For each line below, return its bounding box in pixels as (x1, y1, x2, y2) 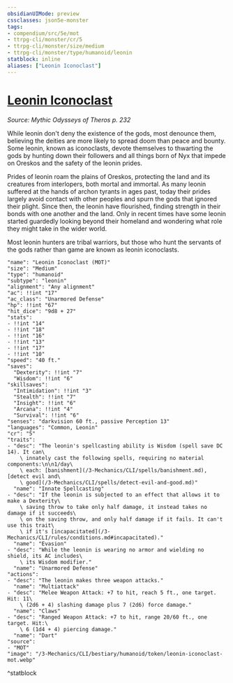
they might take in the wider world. (7, 224, 107, 233)
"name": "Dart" (13, 632, 58, 639)
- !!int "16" (7, 332, 45, 339)
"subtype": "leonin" (7, 277, 68, 284)
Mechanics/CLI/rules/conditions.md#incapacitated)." (7, 534, 164, 541)
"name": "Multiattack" (13, 583, 80, 590)
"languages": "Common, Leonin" (7, 424, 98, 431)
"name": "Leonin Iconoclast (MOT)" (7, 259, 111, 266)
